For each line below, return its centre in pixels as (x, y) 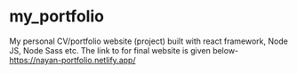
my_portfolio (57, 16)
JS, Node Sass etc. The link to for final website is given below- (124, 50)
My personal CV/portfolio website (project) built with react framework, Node (149, 41)
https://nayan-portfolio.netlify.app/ (72, 60)
